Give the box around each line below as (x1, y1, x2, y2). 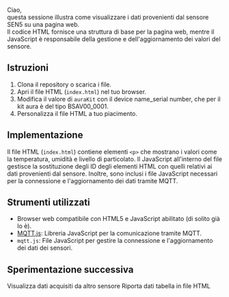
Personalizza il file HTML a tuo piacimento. (16, 109, 138, 117)
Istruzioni (7, 62, 49, 74)
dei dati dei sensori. (16, 243, 73, 252)
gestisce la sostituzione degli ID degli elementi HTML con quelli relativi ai (7, 162, 213, 170)
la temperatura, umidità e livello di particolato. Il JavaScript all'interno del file (7, 154, 223, 163)
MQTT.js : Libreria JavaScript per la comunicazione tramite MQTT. (16, 229, 202, 237)
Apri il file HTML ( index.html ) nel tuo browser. (16, 87, 147, 95)
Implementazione (7, 130, 83, 141)
